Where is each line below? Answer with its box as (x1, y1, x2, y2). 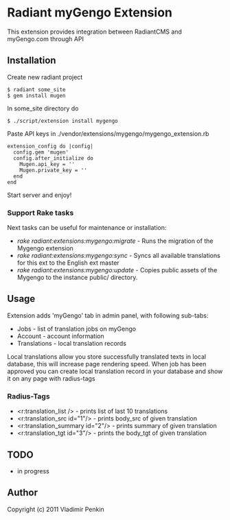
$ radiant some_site (7, 86, 67, 93)
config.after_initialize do (13, 154, 94, 162)
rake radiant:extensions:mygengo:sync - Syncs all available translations (16, 252, 221, 260)
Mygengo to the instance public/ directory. (16, 273, 138, 282)
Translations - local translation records (16, 339, 127, 347)
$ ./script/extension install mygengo (7, 117, 118, 124)
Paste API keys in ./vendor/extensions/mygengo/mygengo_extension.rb (7, 129, 209, 138)
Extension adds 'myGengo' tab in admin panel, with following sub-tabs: (7, 311, 209, 320)
